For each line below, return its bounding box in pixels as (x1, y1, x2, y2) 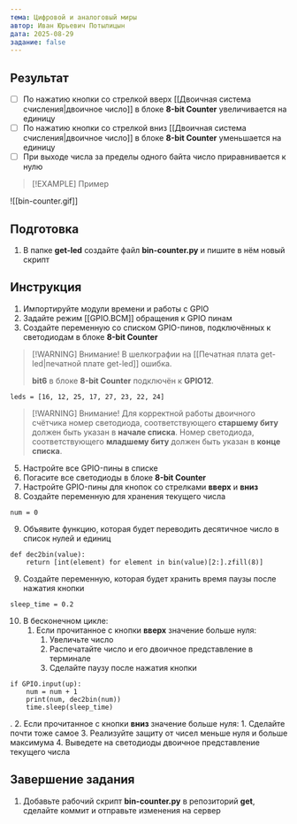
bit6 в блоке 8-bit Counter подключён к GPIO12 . (31, 375, 215, 386)
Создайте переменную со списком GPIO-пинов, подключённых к (22, 322, 271, 333)
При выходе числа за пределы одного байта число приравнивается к (22, 151, 286, 162)
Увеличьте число (49, 634, 114, 644)
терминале (49, 652, 91, 664)
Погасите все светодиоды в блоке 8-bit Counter (22, 472, 207, 482)
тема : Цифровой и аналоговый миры (10, 12, 138, 22)
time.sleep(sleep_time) (26, 703, 114, 712)
